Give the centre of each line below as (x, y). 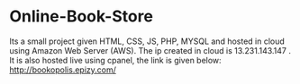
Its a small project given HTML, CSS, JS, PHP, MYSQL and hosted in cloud (147, 41)
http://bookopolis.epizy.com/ (63, 70)
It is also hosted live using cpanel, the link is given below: (116, 60)
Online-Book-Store (81, 17)
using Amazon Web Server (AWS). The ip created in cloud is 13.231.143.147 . (150, 50)
